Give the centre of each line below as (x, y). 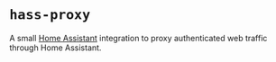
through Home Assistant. (55, 48)
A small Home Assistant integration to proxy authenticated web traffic (138, 38)
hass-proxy (50, 15)
